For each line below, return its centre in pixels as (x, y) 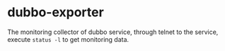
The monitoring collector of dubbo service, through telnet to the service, (113, 32)
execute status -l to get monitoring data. (68, 39)
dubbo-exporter (56, 12)
